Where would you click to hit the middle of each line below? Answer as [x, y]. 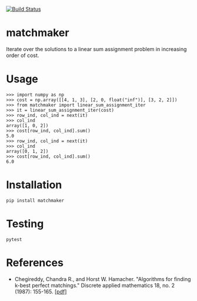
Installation [34, 185]
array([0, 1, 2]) [27, 151]
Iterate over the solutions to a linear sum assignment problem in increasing [96, 49]
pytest [14, 239]
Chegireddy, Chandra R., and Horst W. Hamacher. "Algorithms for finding [103, 279]
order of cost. [23, 55]
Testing [25, 224]
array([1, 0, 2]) [27, 126]
